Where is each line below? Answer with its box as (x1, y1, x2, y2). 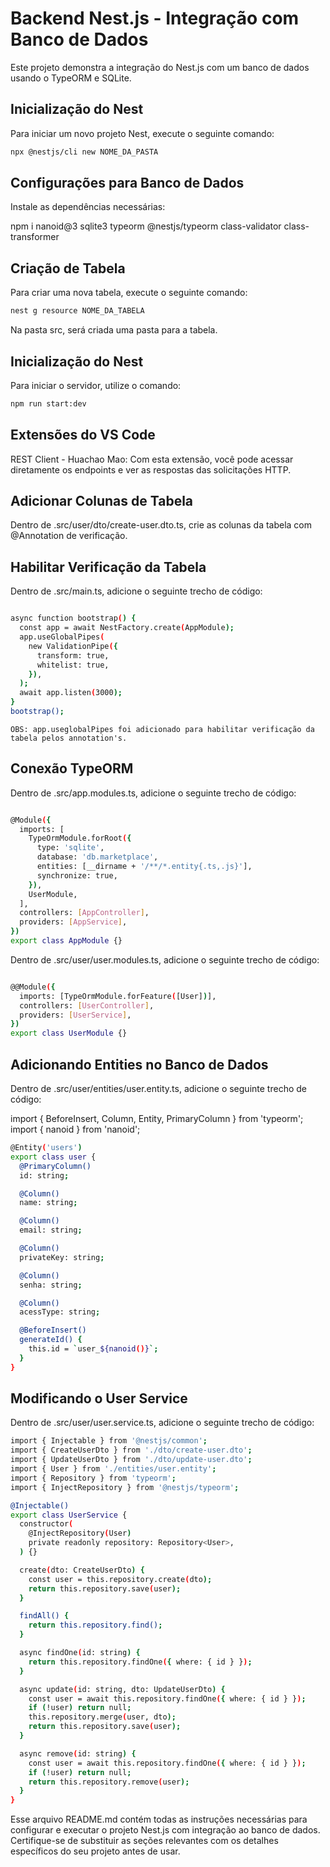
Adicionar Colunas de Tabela (10, 493, 194, 510)
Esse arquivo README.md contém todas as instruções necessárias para (10, 1813, 308, 1826)
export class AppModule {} (10, 936, 123, 946)
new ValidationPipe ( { (28, 641, 118, 651)
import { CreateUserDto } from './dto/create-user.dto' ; (10, 1445, 253, 1456)
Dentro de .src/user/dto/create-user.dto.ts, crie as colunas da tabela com (10, 519, 313, 531)
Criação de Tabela (10, 260, 126, 277)
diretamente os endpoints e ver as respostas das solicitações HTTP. (10, 463, 292, 476)
